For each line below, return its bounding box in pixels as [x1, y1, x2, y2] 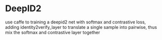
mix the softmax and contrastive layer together [5, 29, 100, 35]
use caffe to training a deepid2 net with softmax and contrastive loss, [5, 19, 146, 25]
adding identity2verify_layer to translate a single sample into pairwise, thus [5, 24, 157, 30]
